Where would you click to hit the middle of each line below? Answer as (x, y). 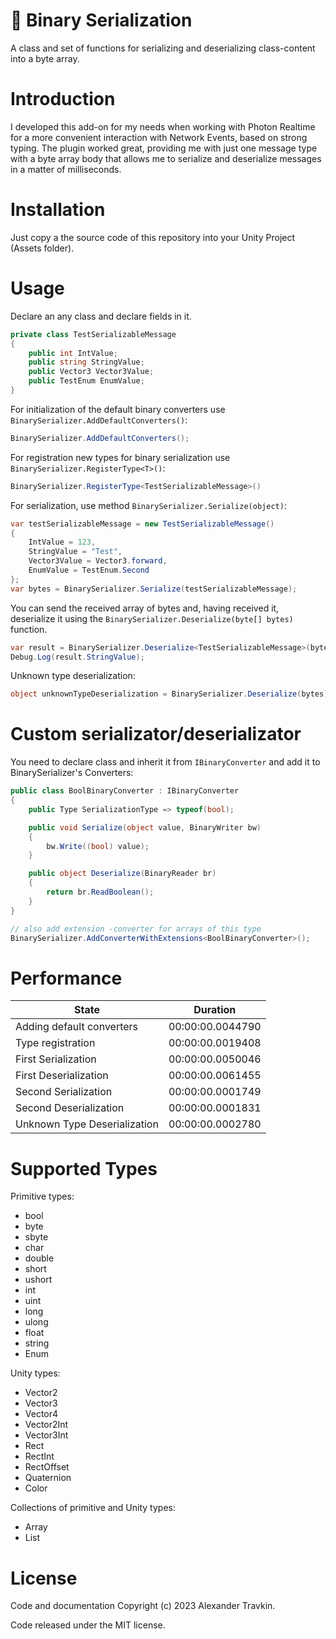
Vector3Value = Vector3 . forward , (98, 561)
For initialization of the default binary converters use (118, 409)
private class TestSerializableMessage (93, 334)
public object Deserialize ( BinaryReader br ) (122, 874)
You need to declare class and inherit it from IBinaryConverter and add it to (165, 762)
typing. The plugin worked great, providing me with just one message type (164, 148)
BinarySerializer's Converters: (72, 773)
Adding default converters (77, 1027)
